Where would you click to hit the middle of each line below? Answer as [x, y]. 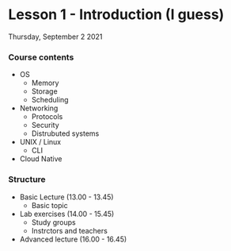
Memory [45, 83]
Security [45, 125]
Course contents [41, 57]
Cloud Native [41, 159]
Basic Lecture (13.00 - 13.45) [66, 197]
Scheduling [50, 100]
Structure [27, 180]
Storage [44, 91]
